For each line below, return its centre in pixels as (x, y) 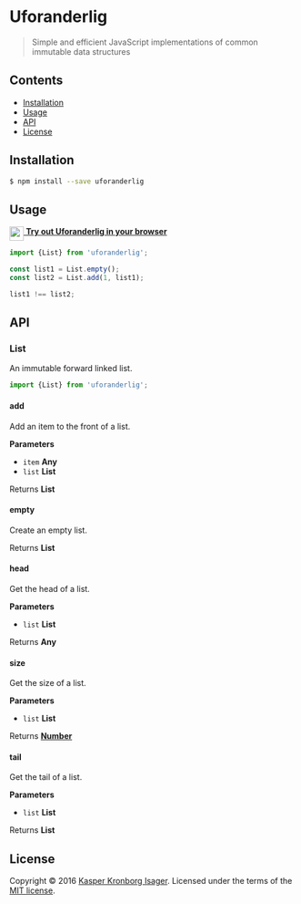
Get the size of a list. (48, 683)
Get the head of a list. (50, 588)
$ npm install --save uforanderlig (77, 181)
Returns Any (33, 641)
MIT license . (33, 890)
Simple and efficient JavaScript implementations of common (145, 42)
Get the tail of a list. (46, 777)
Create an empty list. (49, 530)
